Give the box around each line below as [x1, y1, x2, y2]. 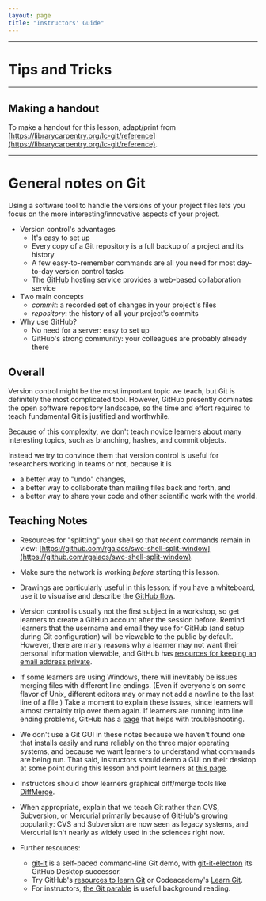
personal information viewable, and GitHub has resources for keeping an [19, 648, 257, 658]
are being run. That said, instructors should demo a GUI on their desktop [19, 755, 256, 764]
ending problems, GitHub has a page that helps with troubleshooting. [19, 714, 245, 724]
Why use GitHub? [19, 317, 78, 327]
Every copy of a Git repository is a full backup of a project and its [31, 241, 244, 251]
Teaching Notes [8, 514, 89, 527]
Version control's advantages [19, 225, 116, 234]
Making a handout [8, 101, 100, 115]
